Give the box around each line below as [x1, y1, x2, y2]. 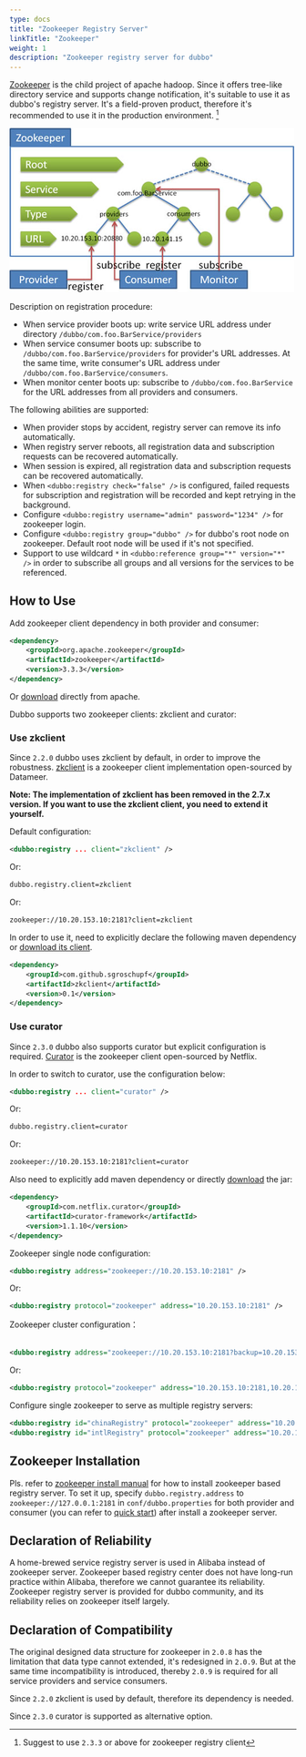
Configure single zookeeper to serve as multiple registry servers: [9, 1399, 253, 1411]
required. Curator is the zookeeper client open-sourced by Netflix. [9, 1050, 258, 1061]
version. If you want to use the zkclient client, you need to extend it [9, 799, 269, 810]
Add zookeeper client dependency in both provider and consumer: [9, 618, 260, 628]
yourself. [9, 809, 45, 820]
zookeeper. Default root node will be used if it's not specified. [22, 537, 254, 548]
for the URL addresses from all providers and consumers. [22, 386, 239, 397]
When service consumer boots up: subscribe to [22, 338, 202, 349]
